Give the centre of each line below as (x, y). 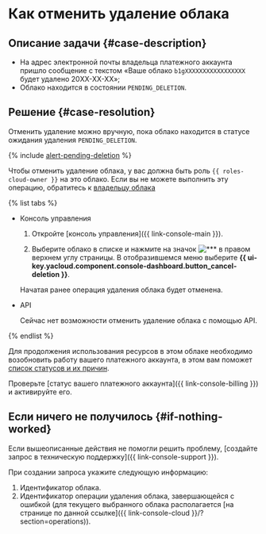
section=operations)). (55, 521)
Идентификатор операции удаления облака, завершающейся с (127, 496)
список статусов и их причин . (59, 368)
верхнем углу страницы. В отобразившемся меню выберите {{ (139, 257)
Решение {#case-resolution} (82, 112)
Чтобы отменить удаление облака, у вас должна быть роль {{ (114, 171)
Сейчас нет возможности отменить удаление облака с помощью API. (139, 320)
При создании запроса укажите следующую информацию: (108, 472)
